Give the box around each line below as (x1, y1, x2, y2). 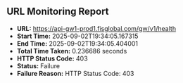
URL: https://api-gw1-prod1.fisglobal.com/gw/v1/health (16, 24, 177, 32)
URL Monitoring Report (6, 6, 110, 18)
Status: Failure (16, 61, 61, 70)
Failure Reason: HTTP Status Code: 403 (16, 69, 134, 77)
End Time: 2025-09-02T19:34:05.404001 (16, 39, 139, 48)
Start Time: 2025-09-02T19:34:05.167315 (16, 32, 139, 40)
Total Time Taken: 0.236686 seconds (16, 46, 127, 55)
